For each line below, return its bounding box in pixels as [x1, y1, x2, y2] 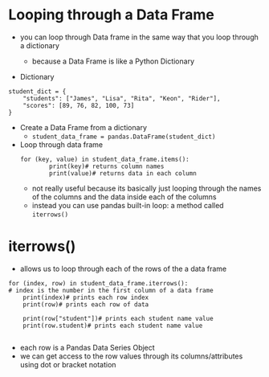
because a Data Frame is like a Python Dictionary [31, 56, 195, 66]
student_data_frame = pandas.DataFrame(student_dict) [31, 133, 216, 141]
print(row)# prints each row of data [22, 300, 149, 309]
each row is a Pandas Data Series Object [19, 342, 155, 352]
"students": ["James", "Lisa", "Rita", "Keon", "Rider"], [22, 94, 221, 102]
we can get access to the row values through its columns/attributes [19, 351, 243, 361]
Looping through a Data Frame [8, 6, 215, 24]
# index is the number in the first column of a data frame [8, 286, 214, 294]
